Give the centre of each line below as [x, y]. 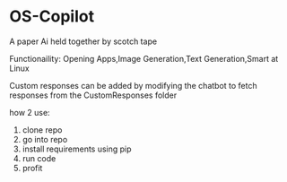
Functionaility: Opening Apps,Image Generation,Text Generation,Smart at [144, 58]
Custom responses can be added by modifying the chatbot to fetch [133, 85]
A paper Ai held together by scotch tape [83, 41]
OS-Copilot [52, 17]
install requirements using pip [77, 149]
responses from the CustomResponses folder [93, 95]
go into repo [45, 139]
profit [32, 168]
